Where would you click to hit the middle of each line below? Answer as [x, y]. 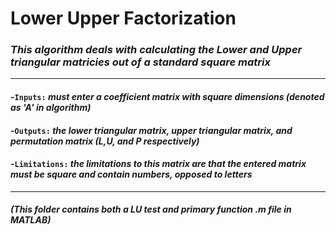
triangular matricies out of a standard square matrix [140, 62]
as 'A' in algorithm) [51, 108]
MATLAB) [31, 220]
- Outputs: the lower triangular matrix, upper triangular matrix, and [151, 130]
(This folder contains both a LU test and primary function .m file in [151, 209]
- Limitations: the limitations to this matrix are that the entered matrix [158, 164]
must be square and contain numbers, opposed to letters [131, 174]
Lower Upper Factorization [123, 18]
